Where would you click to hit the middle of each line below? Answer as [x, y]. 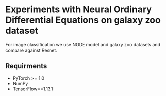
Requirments [26, 66]
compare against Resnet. [31, 50]
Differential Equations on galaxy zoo [83, 20]
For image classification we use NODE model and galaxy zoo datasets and [83, 44]
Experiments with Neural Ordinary [79, 9]
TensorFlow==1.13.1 [33, 89]
